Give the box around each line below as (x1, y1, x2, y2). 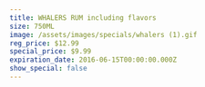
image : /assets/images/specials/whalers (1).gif (9, 30, 198, 39)
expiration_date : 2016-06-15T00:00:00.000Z (9, 55, 178, 64)
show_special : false (9, 64, 88, 73)
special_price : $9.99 (9, 47, 92, 56)
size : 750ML (9, 22, 55, 31)
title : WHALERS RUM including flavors (9, 13, 157, 23)
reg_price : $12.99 (9, 38, 79, 48)
